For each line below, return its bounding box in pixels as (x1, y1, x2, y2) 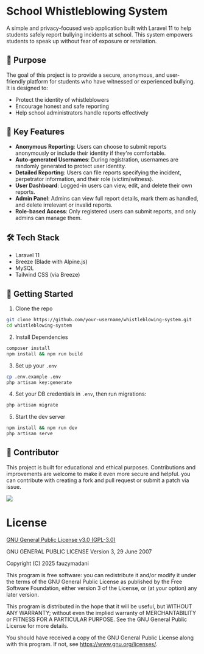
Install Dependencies (15, 333, 68, 341)
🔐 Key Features (6, 127, 65, 137)
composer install (6, 345, 51, 351)
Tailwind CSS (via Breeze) (15, 271, 80, 279)
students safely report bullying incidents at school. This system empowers (6, 30, 193, 38)
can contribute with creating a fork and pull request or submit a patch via (6, 477, 189, 484)
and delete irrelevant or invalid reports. (15, 201, 113, 208)
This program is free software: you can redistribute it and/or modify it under (6, 571, 196, 578)
